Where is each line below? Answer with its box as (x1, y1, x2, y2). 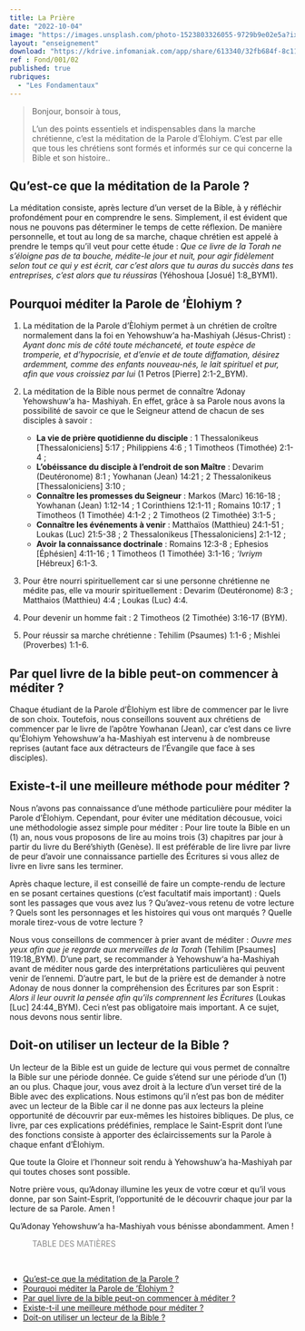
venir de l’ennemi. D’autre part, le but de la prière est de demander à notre (9, 973, 286, 984)
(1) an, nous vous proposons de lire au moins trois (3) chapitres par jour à (9, 831, 284, 842)
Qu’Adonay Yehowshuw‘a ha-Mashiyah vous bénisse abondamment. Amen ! (9, 1220, 294, 1231)
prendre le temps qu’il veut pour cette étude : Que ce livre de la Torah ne (9, 241, 282, 252)
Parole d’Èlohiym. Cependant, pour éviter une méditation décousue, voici (9, 812, 283, 823)
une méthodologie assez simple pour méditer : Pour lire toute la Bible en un (9, 822, 290, 833)
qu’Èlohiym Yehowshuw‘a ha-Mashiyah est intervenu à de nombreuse (9, 733, 271, 744)
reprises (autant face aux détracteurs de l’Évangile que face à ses (9, 743, 256, 754)
